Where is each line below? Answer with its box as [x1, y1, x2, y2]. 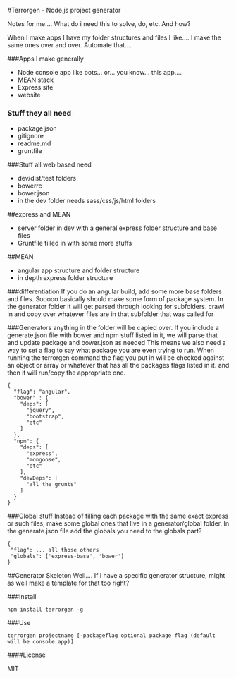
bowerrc [17, 181, 42, 190]
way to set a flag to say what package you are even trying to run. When [7, 346, 215, 355]
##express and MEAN [7, 210, 71, 219]
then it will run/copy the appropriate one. [7, 368, 126, 377]
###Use [7, 619, 31, 627]
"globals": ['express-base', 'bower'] [10, 553, 125, 560]
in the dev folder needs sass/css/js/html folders [17, 197, 156, 205]
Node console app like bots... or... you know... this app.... [17, 68, 182, 76]
